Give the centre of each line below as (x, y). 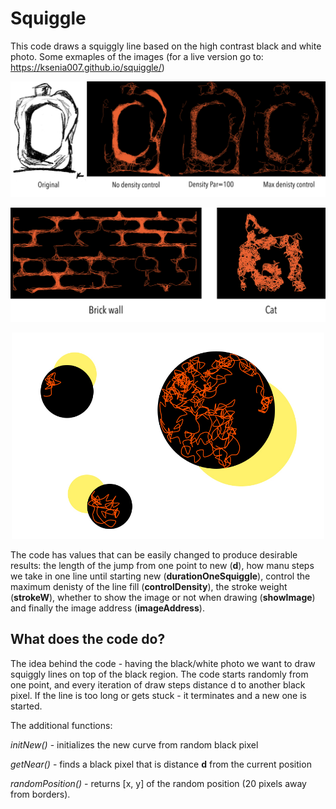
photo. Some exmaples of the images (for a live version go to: (137, 56)
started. (26, 706)
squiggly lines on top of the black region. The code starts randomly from (159, 674)
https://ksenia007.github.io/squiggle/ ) (87, 67)
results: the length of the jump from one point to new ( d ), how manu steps (162, 565)
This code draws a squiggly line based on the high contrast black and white (166, 46)
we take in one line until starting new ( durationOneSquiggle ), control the (160, 576)
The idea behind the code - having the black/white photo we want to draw (163, 663)
